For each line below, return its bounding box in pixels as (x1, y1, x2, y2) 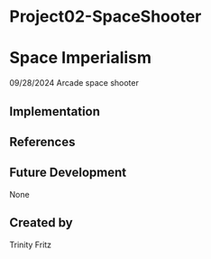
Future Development (9, 165, 127, 180)
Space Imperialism (9, 48, 151, 69)
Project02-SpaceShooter (9, 6, 202, 27)
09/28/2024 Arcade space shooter (9, 78, 140, 88)
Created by (9, 215, 74, 231)
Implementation (9, 104, 101, 119)
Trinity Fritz (9, 239, 52, 250)
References (9, 134, 76, 150)
